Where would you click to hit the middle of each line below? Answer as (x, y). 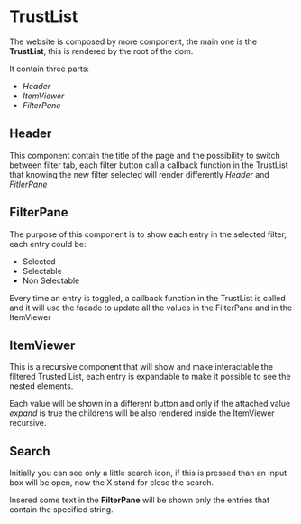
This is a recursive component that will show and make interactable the (141, 367)
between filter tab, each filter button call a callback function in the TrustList (149, 165)
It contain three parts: (50, 69)
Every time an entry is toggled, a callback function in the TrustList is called (147, 298)
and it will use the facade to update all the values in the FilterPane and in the (151, 308)
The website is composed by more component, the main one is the (133, 41)
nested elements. (41, 386)
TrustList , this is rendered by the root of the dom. (101, 51)
